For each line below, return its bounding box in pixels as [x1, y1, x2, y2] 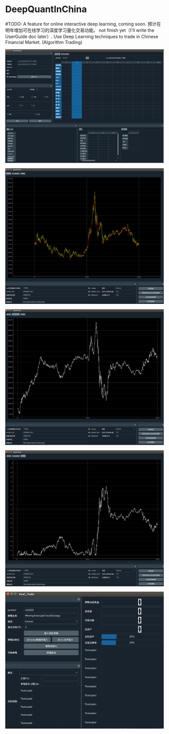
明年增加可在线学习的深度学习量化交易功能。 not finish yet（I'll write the [5, 27, 154, 33]
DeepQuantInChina [5, 4, 87, 15]
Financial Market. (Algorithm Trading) [5, 39, 83, 45]
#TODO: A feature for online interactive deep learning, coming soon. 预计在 [5, 21, 161, 27]
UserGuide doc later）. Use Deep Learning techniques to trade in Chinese [5, 33, 158, 39]
